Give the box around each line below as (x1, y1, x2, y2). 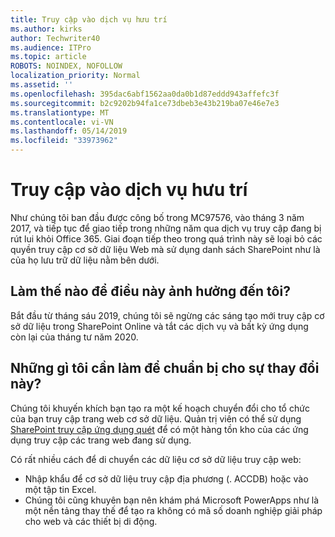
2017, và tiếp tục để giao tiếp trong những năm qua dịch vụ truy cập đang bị (10, 222, 322, 234)
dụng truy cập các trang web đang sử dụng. (10, 434, 192, 446)
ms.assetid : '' (10, 80, 74, 90)
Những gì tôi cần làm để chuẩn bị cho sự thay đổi (10, 360, 320, 377)
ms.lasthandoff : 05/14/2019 (10, 126, 128, 136)
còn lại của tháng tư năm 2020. (10, 331, 139, 343)
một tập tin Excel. (24, 483, 97, 495)
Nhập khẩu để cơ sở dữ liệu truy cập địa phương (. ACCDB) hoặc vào (24, 472, 309, 485)
